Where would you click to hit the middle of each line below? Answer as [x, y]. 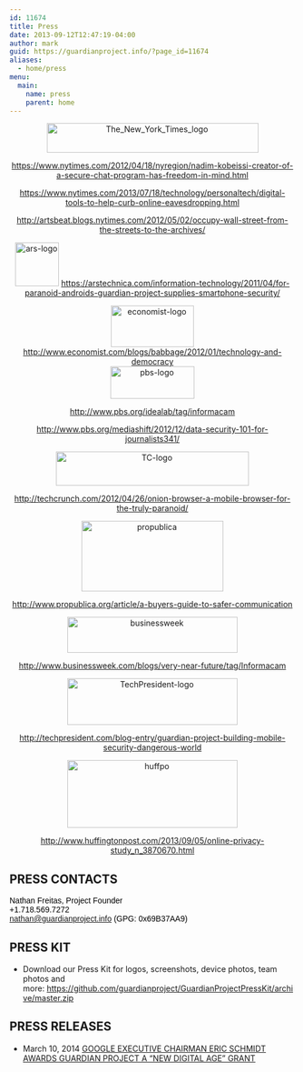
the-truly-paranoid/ [152, 508]
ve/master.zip [48, 998]
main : [28, 85]
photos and [44, 979]
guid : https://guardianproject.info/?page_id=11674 [109, 52]
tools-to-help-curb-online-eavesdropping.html [152, 203]
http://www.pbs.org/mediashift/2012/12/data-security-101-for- [152, 429]
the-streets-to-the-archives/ [152, 230]
